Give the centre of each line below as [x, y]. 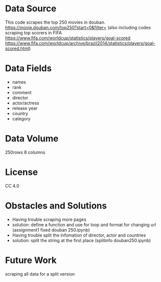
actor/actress [26, 103]
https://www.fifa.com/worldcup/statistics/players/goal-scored [68, 38]
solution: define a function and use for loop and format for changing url [84, 224]
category [21, 118]
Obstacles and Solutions [56, 206]
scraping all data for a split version [40, 274]
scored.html [17, 48]
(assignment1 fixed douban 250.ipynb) [51, 230]
